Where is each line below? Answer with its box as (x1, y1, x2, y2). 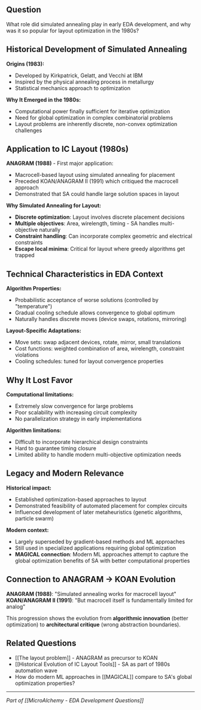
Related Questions (6, 638, 77, 648)
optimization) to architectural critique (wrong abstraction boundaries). (6, 621, 181, 628)
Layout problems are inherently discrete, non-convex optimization (14, 120, 178, 127)
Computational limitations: (6, 391, 74, 398)
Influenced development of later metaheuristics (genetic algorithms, (14, 508, 182, 516)
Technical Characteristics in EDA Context (6, 269, 163, 279)
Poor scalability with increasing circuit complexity (14, 409, 138, 416)
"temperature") (14, 303, 53, 310)
